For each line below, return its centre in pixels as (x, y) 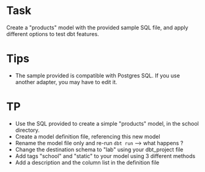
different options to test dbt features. (53, 34)
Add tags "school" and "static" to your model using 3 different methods (105, 156)
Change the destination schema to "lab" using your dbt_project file (99, 149)
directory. (27, 130)
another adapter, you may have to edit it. (66, 82)
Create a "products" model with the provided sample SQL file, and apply (97, 27)
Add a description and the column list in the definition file (87, 162)
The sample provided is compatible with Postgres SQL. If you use (98, 75)
